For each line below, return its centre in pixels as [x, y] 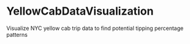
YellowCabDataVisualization [80, 11]
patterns [17, 34]
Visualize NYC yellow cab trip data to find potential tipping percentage [95, 28]
